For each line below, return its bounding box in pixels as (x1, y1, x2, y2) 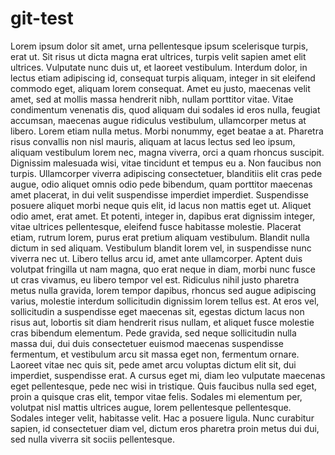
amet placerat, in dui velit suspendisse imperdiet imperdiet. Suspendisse (10, 188, 309, 201)
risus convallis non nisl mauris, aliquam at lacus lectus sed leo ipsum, (10, 135, 296, 147)
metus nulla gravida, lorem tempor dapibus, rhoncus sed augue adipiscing (10, 284, 317, 296)
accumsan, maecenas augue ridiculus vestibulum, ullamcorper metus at (10, 114, 307, 126)
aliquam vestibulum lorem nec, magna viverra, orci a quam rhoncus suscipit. (10, 146, 325, 158)
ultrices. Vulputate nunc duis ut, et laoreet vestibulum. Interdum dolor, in (10, 61, 308, 73)
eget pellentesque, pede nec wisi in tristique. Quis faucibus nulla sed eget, (10, 380, 318, 392)
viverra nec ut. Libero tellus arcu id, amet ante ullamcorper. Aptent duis (10, 252, 303, 264)
